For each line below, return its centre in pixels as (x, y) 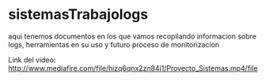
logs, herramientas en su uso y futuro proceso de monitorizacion (114, 44)
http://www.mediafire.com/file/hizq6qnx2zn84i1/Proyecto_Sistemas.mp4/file (133, 68)
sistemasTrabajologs (78, 15)
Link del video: (32, 60)
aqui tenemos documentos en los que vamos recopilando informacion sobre (133, 36)
